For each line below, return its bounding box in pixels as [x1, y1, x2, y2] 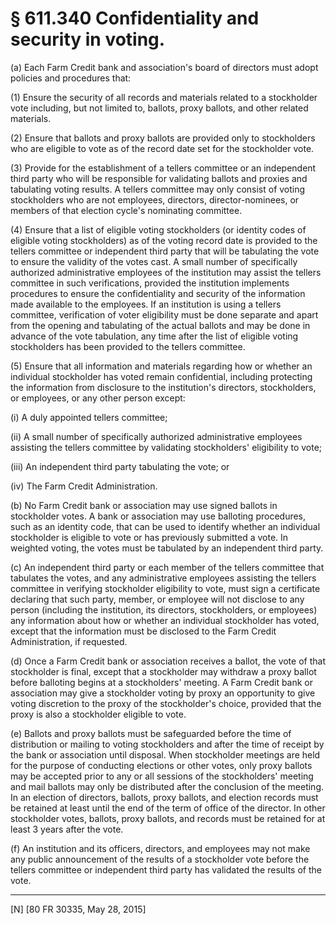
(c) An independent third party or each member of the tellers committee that [10, 561, 325, 573]
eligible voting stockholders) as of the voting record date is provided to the [10, 234, 318, 246]
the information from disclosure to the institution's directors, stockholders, [10, 381, 317, 393]
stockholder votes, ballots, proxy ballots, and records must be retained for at [10, 812, 326, 824]
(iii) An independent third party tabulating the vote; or [10, 460, 230, 472]
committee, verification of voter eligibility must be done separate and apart [10, 308, 319, 321]
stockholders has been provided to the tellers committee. [10, 340, 246, 352]
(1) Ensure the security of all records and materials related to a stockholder [10, 91, 318, 103]
